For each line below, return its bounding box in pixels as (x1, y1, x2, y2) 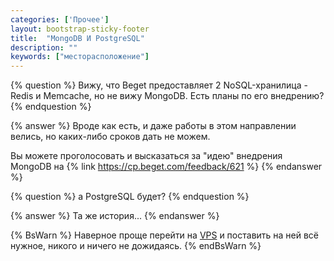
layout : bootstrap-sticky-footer (10, 24, 150, 34)
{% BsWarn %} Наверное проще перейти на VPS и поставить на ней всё (10, 229, 320, 241)
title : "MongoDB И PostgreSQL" (10, 33, 145, 43)
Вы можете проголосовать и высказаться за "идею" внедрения (10, 150, 283, 162)
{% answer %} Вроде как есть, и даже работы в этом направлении (10, 120, 297, 132)
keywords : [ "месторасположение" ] (10, 52, 150, 62)
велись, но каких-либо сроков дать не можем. (10, 131, 211, 143)
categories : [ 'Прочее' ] (10, 14, 110, 25)
